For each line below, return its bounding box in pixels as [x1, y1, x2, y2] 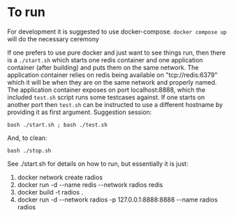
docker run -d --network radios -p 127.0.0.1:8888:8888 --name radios [17, 195, 218, 204]
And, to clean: [7, 134, 47, 142]
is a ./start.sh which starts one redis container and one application [7, 55, 203, 64]
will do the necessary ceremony [7, 34, 99, 43]
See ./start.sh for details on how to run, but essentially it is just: [7, 159, 189, 168]
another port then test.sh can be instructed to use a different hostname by [7, 100, 224, 108]
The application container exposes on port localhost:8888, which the [7, 85, 206, 94]
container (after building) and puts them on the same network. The [7, 63, 199, 71]
